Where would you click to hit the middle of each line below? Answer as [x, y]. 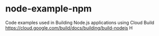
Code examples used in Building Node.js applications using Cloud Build [80, 22]
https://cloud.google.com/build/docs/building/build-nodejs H [69, 27]
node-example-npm [49, 9]
